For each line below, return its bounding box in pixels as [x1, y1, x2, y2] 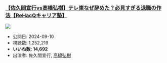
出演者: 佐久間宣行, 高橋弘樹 [12, 52, 71, 58]
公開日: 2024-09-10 [12, 33, 54, 39]
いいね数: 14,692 [12, 46, 48, 52]
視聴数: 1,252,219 [12, 40, 49, 46]
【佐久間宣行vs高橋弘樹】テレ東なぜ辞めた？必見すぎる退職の [5, 4, 157, 11]
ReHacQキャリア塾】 [15, 11, 67, 18]
